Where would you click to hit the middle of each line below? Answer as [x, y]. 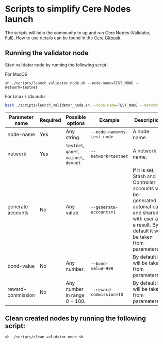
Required [50, 120]
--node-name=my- [109, 132]
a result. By [146, 225]
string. [73, 137]
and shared [146, 213]
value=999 [102, 268]
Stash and [144, 176]
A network [145, 150]
